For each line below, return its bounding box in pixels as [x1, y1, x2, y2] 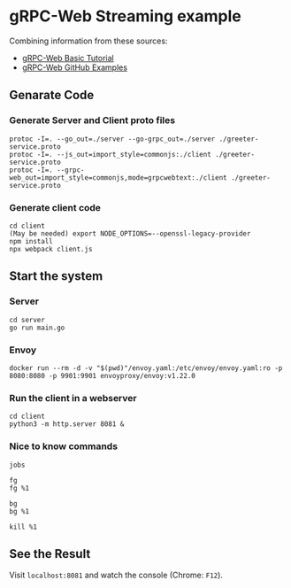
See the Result [9, 546, 91, 561]
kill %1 [9, 522, 38, 531]
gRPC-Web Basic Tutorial [21, 52, 114, 63]
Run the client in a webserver [9, 391, 137, 404]
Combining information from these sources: [9, 35, 168, 46]
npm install [9, 236, 53, 245]
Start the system [9, 268, 103, 284]
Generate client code [9, 201, 102, 213]
